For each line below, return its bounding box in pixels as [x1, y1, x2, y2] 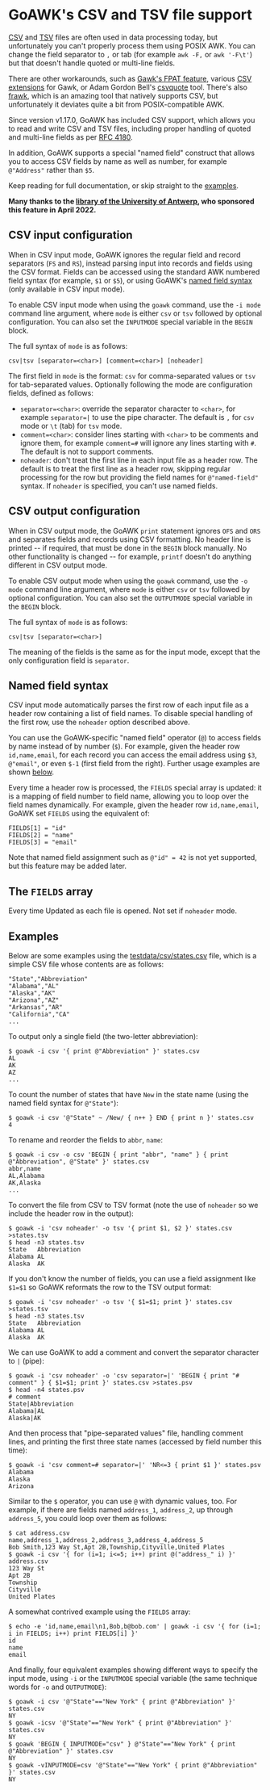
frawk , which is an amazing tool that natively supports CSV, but [8, 90, 218, 100]
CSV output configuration [8, 505, 141, 518]
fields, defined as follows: [8, 388, 94, 397]
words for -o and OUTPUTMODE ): [8, 1682, 107, 1691]
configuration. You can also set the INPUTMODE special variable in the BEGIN [8, 316, 253, 326]
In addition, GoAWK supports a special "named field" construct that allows [8, 148, 255, 157]
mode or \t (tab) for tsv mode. [19, 421, 123, 430]
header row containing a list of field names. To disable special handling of [8, 709, 253, 719]
